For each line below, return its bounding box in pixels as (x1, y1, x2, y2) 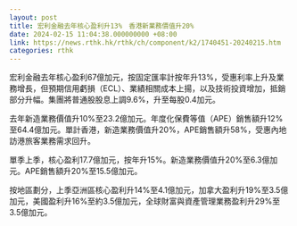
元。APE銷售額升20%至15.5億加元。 (9, 166, 143, 177)
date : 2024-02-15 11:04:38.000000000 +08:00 (9, 29, 177, 38)
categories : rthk (9, 46, 74, 55)
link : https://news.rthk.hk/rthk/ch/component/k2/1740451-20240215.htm (9, 38, 281, 47)
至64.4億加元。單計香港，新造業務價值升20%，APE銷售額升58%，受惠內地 (9, 124, 287, 135)
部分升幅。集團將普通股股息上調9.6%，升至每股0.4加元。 (9, 95, 220, 105)
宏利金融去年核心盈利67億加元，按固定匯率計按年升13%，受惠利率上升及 (9, 72, 276, 83)
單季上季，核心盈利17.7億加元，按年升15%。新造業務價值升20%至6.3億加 (9, 155, 278, 165)
